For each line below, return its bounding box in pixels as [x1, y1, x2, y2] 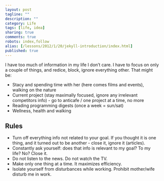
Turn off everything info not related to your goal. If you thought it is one [12, 135, 156, 141]
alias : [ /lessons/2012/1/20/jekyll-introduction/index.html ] [5, 44, 133, 49]
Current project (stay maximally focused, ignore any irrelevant [12, 92, 138, 98]
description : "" [5, 16, 38, 21]
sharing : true [5, 30, 34, 35]
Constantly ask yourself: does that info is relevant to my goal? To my [12, 145, 151, 151]
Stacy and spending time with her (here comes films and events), [12, 81, 144, 87]
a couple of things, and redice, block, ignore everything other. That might [5, 67, 153, 73]
